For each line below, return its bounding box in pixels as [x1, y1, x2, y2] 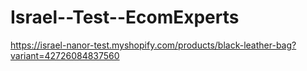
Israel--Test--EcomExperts [10, 6, 240, 29]
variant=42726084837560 [10, 49, 120, 61]
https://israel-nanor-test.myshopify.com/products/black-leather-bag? [10, 39, 297, 51]
